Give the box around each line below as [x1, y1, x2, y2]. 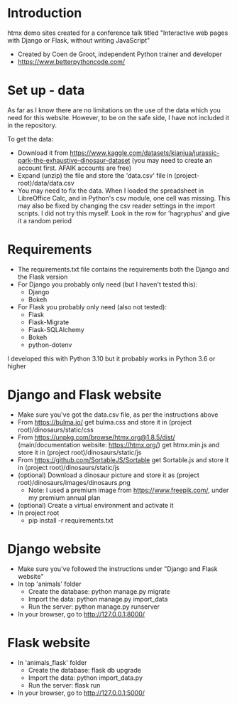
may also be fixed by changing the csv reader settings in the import [17, 201, 215, 210]
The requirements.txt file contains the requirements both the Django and [17, 265, 229, 273]
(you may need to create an [131, 156, 213, 164]
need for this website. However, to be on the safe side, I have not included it [7, 113, 229, 122]
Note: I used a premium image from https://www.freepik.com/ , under [28, 486, 229, 494]
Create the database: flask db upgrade [28, 666, 142, 674]
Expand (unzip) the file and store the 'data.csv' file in [17, 171, 172, 179]
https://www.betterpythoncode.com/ [17, 57, 126, 65]
